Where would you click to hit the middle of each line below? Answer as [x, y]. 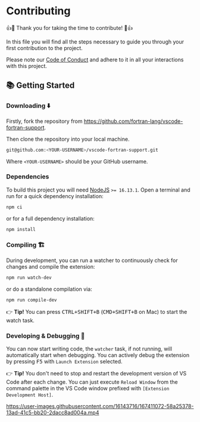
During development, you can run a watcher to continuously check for [92, 260]
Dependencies [28, 177]
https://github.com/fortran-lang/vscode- [133, 121]
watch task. [20, 320]
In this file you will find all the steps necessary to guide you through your [95, 41]
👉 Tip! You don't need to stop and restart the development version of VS [96, 373]
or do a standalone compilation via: [49, 289]
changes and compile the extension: [51, 266]
